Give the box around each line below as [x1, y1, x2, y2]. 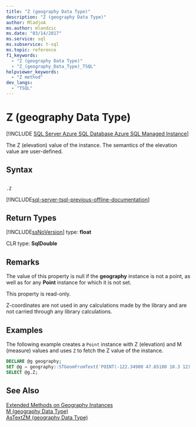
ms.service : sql [6, 36, 46, 42]
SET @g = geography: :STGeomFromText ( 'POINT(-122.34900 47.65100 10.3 [6, 363, 181, 370]
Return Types [6, 213, 57, 223]
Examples [6, 325, 43, 335]
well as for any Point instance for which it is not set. [6, 279, 132, 286]
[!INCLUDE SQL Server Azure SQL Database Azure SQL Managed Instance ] [6, 130, 190, 137]
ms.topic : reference [6, 47, 57, 53]
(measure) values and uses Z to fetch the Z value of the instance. [6, 347, 164, 354]
